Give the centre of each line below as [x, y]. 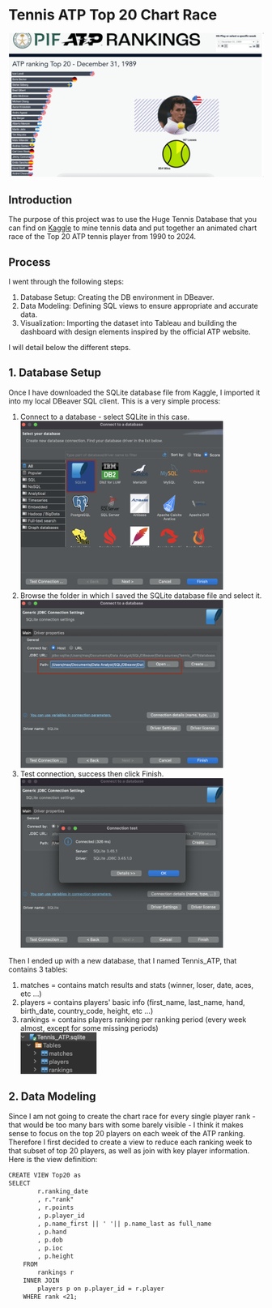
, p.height [56, 1256]
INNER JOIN [41, 1280]
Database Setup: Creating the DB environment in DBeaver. [117, 297]
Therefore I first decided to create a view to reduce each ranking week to [130, 1142]
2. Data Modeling [52, 1097]
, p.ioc [50, 1248]
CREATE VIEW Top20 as [45, 1175]
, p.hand [52, 1232]
